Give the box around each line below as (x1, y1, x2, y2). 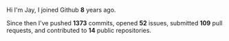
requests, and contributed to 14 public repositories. (6, 27, 152, 34)
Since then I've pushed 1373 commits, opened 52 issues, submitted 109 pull (6, 19, 223, 27)
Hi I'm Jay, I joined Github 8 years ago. (6, 6, 116, 14)
